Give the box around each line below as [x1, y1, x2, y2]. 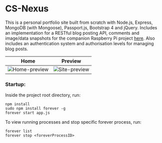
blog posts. [5, 46, 28, 52]
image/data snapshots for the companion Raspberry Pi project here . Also [5, 35, 156, 41]
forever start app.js [5, 110, 50, 116]
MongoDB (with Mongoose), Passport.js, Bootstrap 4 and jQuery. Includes [5, 24, 158, 30]
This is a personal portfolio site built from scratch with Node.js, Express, [5, 19, 153, 25]
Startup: [5, 80, 26, 87]
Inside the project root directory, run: [5, 92, 81, 98]
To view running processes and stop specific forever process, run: [5, 119, 142, 125]
